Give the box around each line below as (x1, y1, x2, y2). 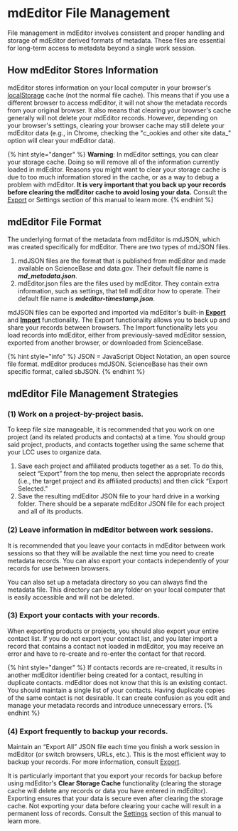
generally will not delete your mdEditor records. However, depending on (7, 113, 218, 122)
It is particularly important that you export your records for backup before (7, 771, 222, 780)
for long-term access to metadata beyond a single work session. (7, 43, 197, 52)
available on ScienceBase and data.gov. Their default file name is (17, 263, 209, 272)
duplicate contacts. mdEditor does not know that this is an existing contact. (7, 678, 227, 686)
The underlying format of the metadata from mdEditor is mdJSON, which (7, 235, 220, 244)
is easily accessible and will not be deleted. (7, 592, 134, 601)
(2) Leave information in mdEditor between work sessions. (7, 525, 214, 535)
